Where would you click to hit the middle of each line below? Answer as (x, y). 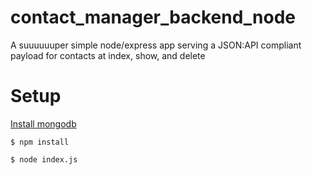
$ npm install (40, 142)
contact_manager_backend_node (153, 17)
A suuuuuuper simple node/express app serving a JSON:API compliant (156, 45)
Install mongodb (43, 123)
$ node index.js (44, 159)
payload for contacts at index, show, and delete (108, 55)
